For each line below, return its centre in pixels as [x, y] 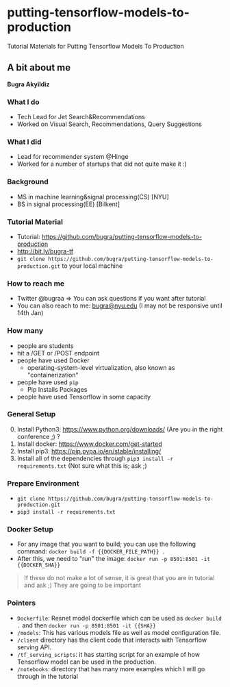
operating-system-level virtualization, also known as [101, 367]
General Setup [31, 414]
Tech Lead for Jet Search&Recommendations [81, 117]
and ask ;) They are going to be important [82, 585]
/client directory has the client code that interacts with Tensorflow [112, 640]
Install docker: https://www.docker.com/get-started [89, 444]
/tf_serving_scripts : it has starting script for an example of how [108, 654]
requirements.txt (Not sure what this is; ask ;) [82, 465]
